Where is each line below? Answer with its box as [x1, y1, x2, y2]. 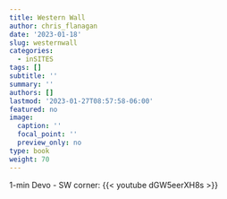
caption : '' [17, 122, 63, 131]
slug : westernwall [9, 38, 78, 48]
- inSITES [17, 55, 54, 64]
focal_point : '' [17, 130, 78, 139]
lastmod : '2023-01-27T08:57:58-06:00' [9, 96, 154, 106]
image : [9, 113, 34, 122]
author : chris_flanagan [9, 22, 98, 30]
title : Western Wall [9, 13, 87, 22]
